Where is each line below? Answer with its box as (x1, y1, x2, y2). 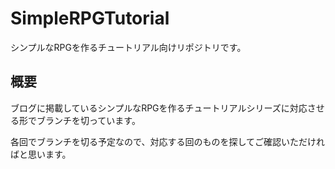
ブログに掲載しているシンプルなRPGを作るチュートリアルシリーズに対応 (10, 102, 308, 114)
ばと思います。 (10, 148, 72, 160)
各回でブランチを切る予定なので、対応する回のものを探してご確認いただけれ (10, 135, 326, 147)
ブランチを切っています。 (36, 114, 141, 126)
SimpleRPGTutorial (10, 7, 170, 30)
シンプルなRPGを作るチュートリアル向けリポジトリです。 (10, 41, 247, 53)
